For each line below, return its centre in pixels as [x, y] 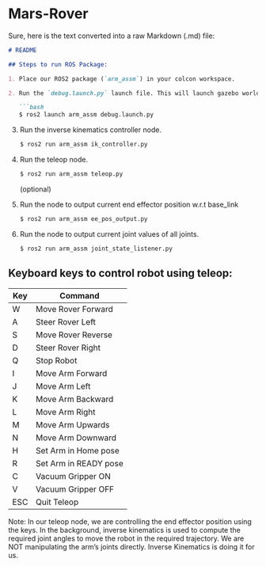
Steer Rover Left [66, 321]
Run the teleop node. [54, 160]
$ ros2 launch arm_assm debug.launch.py [86, 115]
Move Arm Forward [71, 373]
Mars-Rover [48, 14]
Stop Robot [56, 360]
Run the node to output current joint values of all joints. [109, 234]
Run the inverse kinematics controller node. [91, 130]
